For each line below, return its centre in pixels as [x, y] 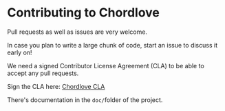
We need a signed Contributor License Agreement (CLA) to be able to [106, 65]
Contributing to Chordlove [84, 13]
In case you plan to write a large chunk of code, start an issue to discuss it [112, 45]
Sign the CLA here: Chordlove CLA [56, 86]
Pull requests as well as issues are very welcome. [77, 32]
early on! [20, 52]
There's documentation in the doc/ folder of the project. [85, 100]
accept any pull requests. [43, 73]
